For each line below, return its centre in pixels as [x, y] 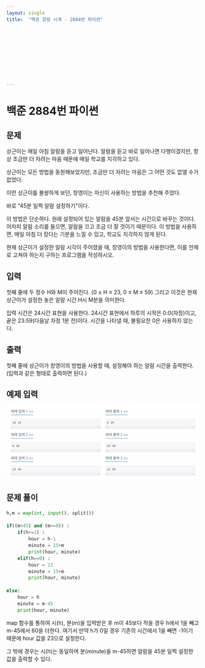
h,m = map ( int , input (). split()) [50, 513]
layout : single [26, 13]
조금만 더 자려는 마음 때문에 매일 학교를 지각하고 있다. [76, 159]
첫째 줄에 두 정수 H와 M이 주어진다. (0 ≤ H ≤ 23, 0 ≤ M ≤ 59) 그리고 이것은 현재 [102, 293]
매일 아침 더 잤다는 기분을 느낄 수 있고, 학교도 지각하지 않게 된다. [91, 234]
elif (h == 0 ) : [34, 558]
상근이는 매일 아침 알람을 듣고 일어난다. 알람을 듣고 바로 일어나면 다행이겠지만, [99, 151]
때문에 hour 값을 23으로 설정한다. [47, 638]
